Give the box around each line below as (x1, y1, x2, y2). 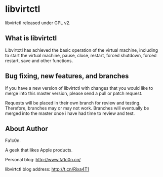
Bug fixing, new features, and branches (5, 72, 129, 80)
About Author (5, 124, 48, 133)
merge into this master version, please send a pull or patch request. (5, 90, 143, 96)
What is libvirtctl (5, 34, 57, 42)
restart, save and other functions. (5, 58, 73, 64)
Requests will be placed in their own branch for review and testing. (5, 100, 141, 106)
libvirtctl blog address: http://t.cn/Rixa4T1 (5, 166, 89, 172)
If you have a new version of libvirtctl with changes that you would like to (5, 85, 153, 91)
